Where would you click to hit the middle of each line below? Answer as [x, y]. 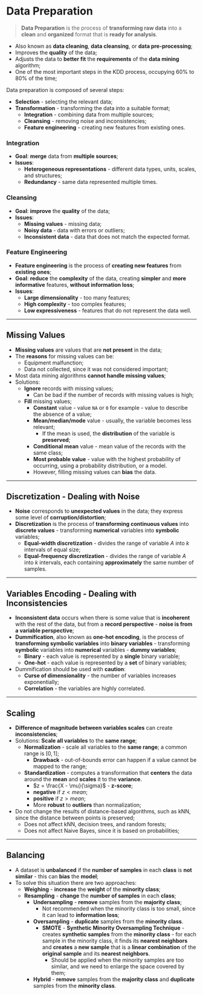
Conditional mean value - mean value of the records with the [109, 446]
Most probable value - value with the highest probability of [107, 459]
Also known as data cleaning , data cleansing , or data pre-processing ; [104, 46]
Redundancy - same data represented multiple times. [91, 182]
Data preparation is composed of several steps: [65, 90]
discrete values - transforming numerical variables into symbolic [97, 530]
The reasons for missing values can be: [64, 356]
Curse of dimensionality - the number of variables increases [100, 675]
